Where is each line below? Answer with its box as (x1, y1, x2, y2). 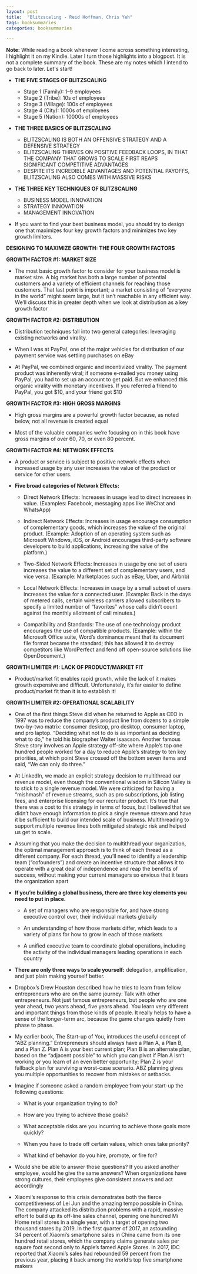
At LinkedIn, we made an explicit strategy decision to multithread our (14, 772, 181, 779)
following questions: (14, 1089, 64, 1096)
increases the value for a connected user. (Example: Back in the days (23, 591, 191, 598)
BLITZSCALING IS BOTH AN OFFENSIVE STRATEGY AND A (23, 136, 167, 143)
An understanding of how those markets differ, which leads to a (23, 925, 178, 932)
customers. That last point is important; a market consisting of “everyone (14, 286, 192, 293)
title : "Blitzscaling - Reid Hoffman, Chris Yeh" (6, 14, 133, 20)
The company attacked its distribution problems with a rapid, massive (14, 1206, 183, 1213)
